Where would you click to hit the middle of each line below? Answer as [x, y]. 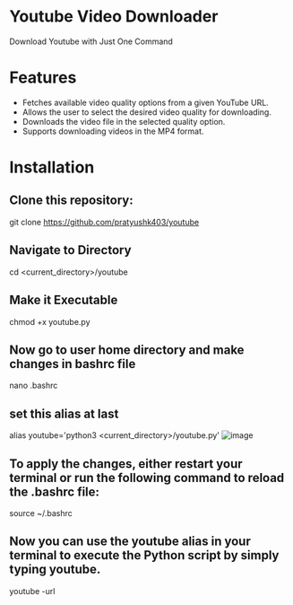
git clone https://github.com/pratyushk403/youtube [104, 222]
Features [43, 78]
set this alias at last [64, 413]
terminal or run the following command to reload [147, 478]
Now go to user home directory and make [127, 350]
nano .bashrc [34, 386]
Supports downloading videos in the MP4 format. [113, 131]
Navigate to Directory [70, 250]
